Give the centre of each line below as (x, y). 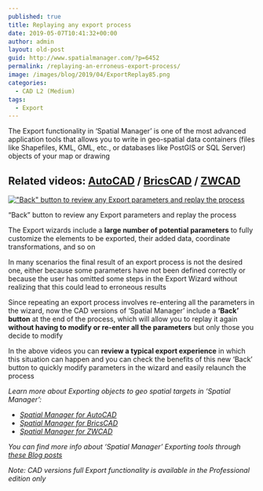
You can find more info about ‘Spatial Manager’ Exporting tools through (124, 447)
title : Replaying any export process (70, 25)
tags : (17, 99)
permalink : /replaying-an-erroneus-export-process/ (94, 67)
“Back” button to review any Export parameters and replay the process (122, 215)
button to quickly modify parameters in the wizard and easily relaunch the (128, 368)
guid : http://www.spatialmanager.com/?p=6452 (84, 58)
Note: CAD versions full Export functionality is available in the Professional (129, 471)
